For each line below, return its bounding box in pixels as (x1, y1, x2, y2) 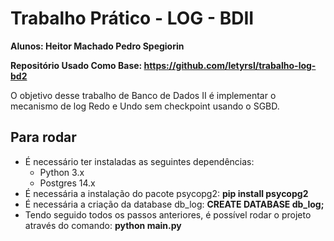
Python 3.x (39, 166, 85, 178)
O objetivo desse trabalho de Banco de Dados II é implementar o (10, 89, 277, 101)
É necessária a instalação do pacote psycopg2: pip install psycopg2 (24, 187, 309, 199)
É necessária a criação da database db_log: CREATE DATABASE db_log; (24, 198, 325, 210)
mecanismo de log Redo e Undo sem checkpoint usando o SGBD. (10, 100, 280, 112)
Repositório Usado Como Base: (10, 59, 143, 71)
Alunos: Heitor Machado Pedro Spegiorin (10, 40, 185, 52)
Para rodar (10, 129, 77, 146)
